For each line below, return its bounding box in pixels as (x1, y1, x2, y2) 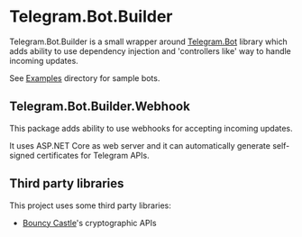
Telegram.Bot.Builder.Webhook (9, 99, 191, 114)
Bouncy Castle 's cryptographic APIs (22, 217, 157, 228)
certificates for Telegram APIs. (36, 150, 151, 160)
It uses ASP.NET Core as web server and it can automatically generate (9, 140, 270, 150)
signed (9, 150, 35, 160)
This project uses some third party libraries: (9, 200, 171, 211)
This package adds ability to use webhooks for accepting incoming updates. (9, 123, 293, 133)
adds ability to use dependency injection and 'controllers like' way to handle (9, 45, 291, 56)
